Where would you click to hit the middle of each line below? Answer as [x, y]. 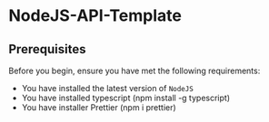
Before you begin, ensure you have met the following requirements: [134, 70]
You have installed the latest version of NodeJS [108, 88]
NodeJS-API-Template [95, 16]
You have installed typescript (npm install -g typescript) [126, 98]
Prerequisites [47, 49]
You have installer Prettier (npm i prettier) [99, 108]
